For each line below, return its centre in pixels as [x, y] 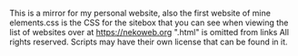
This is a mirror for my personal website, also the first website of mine [140, 13]
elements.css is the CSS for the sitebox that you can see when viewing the [149, 23]
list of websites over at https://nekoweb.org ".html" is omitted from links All [149, 32]
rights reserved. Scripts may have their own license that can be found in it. [149, 42]
